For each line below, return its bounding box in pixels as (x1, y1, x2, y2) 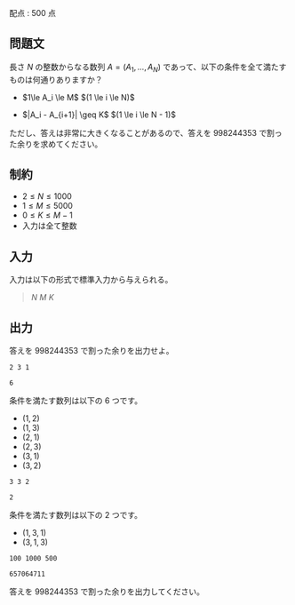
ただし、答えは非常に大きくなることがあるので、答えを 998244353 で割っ (9, 127, 283, 138)
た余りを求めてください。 (9, 139, 103, 149)
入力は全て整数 (21, 220, 77, 231)
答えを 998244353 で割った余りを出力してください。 (9, 586, 205, 597)
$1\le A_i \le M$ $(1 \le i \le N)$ (21, 92, 135, 102)
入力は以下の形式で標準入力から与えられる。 (9, 275, 173, 285)
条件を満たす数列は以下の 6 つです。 (9, 395, 143, 406)
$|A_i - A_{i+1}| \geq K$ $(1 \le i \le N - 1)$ (21, 109, 176, 120)
